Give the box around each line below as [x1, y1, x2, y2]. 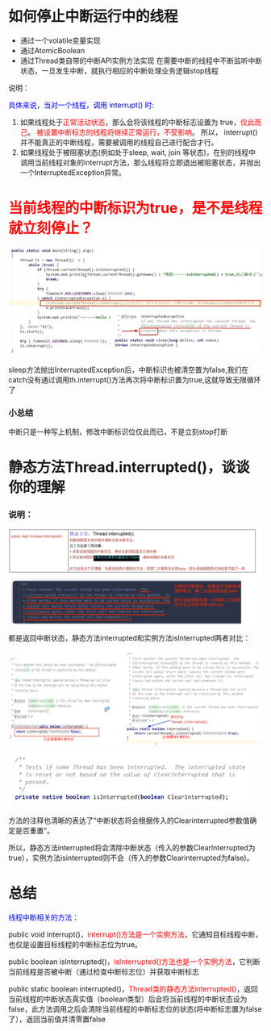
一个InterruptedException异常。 [19, 167, 127, 177]
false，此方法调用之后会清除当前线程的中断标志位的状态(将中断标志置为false [8, 1004, 262, 1013]
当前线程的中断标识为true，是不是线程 [8, 199, 263, 218]
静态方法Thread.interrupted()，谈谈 [8, 458, 250, 477]
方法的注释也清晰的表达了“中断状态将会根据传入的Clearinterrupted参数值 [8, 816, 250, 825]
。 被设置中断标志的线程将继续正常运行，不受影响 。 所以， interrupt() [27, 127, 258, 137]
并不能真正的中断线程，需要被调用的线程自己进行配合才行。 [19, 137, 219, 147]
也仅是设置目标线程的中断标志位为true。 [8, 939, 143, 949]
